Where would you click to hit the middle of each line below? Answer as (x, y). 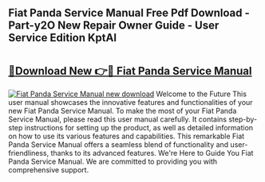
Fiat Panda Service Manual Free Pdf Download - (129, 13)
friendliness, (29, 153)
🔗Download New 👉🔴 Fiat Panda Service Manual (130, 71)
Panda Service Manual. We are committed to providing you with (113, 161)
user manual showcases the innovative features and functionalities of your (131, 102)
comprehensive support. (49, 170)
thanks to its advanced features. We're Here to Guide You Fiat (152, 153)
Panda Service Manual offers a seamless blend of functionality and (119, 145)
